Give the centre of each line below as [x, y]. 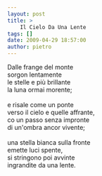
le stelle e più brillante [39, 82]
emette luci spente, [35, 150]
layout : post [26, 14]
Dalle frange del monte [40, 67]
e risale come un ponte [40, 105]
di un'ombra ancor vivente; [46, 127]
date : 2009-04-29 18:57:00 [47, 40]
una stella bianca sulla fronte [49, 142]
